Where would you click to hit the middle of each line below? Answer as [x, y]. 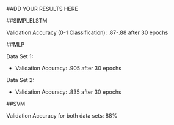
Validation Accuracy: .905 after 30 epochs [68, 68]
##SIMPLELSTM [27, 21]
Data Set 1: [20, 56]
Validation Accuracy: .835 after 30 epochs [68, 92]
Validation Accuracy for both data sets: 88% [62, 116]
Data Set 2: [20, 80]
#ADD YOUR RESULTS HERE [42, 9]
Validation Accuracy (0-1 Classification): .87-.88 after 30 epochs [87, 32]
